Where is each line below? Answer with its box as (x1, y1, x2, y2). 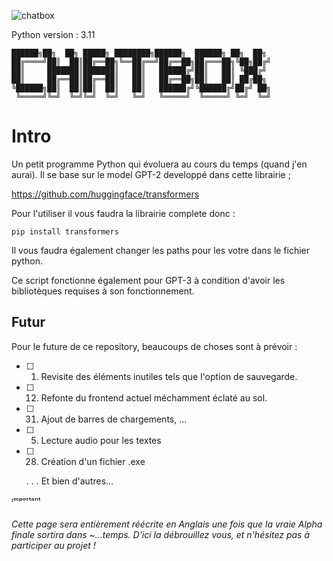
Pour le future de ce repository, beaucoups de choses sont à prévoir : (11, 340, 298, 352)
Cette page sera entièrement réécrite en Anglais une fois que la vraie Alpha (11, 518, 323, 530)
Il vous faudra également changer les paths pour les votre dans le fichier (11, 244, 311, 256)
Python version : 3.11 (11, 29, 96, 40)
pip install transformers (11, 226, 119, 237)
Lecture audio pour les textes (40, 434, 162, 446)
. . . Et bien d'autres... (25, 475, 114, 487)
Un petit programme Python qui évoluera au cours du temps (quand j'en (11, 158, 308, 170)
